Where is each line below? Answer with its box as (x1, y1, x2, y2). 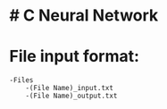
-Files (9, 76, 34, 85)
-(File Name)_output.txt (25, 91, 118, 101)
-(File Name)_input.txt (25, 84, 114, 93)
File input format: (9, 46, 140, 67)
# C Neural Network (9, 5, 159, 26)
